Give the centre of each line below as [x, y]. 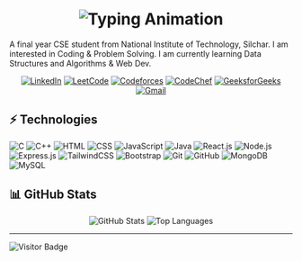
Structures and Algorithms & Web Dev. [80, 63]
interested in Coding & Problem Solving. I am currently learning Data [136, 53]
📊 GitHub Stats [53, 195]
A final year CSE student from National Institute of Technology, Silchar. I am [149, 44]
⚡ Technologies [53, 120]
